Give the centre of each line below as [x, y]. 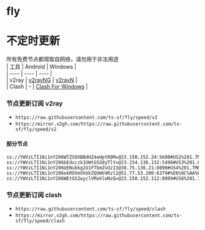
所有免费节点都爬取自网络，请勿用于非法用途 [63, 59]
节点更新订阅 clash [34, 195]
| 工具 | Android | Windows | [41, 67]
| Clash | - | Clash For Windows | [47, 87]
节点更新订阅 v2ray [34, 104]
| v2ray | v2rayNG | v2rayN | [42, 80]
